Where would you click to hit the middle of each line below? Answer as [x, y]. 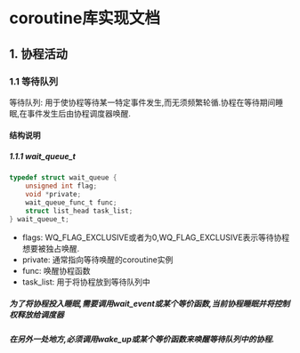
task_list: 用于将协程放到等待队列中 [86, 282]
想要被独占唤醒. [51, 248]
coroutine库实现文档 [85, 18]
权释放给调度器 [36, 315]
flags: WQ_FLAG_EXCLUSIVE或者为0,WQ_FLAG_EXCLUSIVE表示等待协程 [156, 237]
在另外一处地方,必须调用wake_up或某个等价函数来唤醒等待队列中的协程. [142, 339]
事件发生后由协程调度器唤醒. [79, 113]
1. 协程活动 [39, 54]
